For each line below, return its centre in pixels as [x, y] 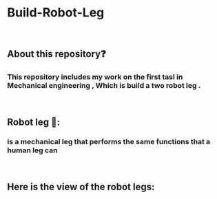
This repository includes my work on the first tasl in [95, 77]
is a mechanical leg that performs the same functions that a [109, 141]
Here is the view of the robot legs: [81, 187]
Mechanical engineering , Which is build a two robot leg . [104, 86]
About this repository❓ [57, 54]
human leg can [32, 150]
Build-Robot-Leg [56, 13]
